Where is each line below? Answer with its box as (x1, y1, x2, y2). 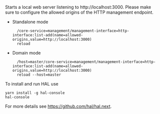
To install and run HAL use (5, 81, 59, 86)
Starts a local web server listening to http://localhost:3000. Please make (5, 4, 151, 10)
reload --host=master (17, 72, 62, 77)
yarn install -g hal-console (5, 90, 65, 95)
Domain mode (12, 50, 41, 56)
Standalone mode (12, 19, 48, 25)
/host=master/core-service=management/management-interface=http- (17, 59, 156, 64)
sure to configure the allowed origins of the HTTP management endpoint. (5, 9, 154, 15)
